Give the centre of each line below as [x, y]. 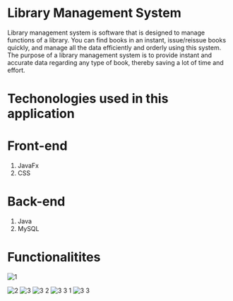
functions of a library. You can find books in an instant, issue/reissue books [117, 40]
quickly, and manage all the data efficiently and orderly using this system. [114, 47]
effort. [17, 70]
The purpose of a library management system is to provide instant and [110, 55]
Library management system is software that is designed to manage [106, 33]
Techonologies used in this [88, 99]
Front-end [37, 146]
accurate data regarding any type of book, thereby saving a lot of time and [115, 62]
